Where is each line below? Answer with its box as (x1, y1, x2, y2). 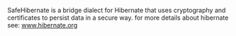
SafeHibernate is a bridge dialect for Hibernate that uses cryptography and (7, 6, 226, 14)
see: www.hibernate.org (7, 21, 78, 29)
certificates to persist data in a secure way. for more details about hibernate (7, 13, 229, 22)
